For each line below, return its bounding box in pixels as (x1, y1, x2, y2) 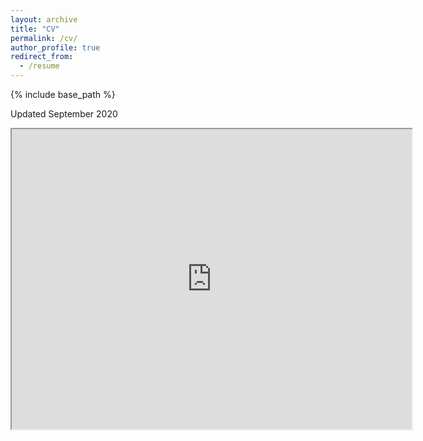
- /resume (19, 61, 60, 71)
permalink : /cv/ (10, 33, 78, 43)
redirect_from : (10, 52, 74, 62)
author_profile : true (10, 42, 101, 53)
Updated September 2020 (10, 108, 118, 120)
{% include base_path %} (10, 89, 116, 100)
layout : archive (10, 14, 78, 25)
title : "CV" (10, 24, 60, 34)
